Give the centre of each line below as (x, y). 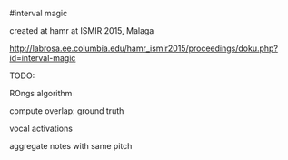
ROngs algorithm (41, 93)
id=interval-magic (43, 58)
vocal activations (41, 128)
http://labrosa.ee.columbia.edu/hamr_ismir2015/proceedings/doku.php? (144, 48)
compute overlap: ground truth (67, 111)
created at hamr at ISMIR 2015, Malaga (82, 30)
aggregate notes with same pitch (71, 146)
